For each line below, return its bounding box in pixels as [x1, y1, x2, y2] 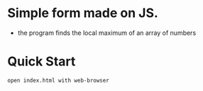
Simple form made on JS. [7, 5, 158, 21]
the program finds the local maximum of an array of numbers [17, 28, 197, 37]
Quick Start [7, 53, 76, 70]
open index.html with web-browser [7, 77, 110, 84]
